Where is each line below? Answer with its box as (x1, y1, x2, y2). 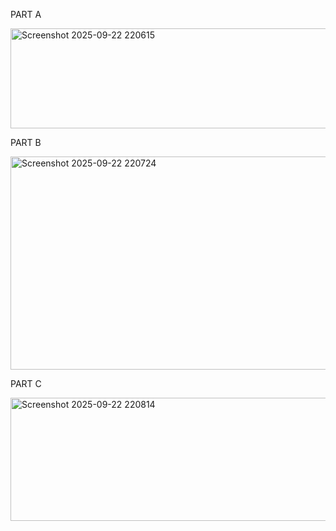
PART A (10, 9, 42, 20)
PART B (10, 137, 42, 148)
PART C (10, 378, 42, 389)
